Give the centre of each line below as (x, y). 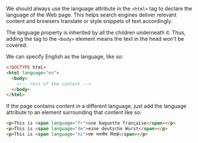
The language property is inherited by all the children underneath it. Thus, (96, 32)
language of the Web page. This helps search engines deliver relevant (91, 15)
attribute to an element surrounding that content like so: (74, 112)
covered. (17, 45)
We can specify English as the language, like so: (65, 56)
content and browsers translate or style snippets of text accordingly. (89, 21)
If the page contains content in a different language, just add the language (96, 106)
